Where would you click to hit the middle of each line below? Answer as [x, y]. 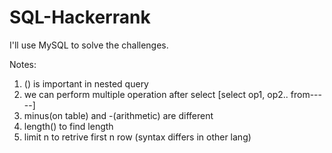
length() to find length [68, 126]
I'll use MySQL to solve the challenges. [89, 45]
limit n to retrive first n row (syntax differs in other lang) [137, 137]
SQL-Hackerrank [80, 17]
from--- [306, 94]
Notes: [23, 64]
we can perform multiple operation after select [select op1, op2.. [156, 94]
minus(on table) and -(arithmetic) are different [118, 115]
